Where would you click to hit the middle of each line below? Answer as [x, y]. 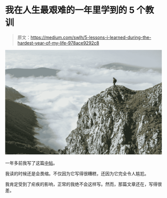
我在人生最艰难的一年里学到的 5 [70, 10]
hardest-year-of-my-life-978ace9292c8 [58, 43]
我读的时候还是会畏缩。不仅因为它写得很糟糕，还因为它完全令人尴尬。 [77, 173]
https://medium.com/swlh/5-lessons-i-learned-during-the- [91, 37]
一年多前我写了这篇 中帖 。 [31, 163]
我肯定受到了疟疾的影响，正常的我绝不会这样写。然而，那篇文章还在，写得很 [83, 184]
